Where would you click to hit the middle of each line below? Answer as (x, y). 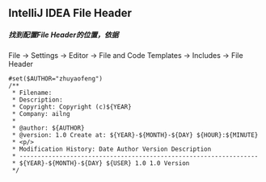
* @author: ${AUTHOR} (48, 128)
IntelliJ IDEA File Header (70, 13)
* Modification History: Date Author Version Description (112, 149)
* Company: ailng (41, 114)
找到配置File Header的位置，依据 (63, 35)
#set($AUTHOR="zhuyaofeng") (56, 79)
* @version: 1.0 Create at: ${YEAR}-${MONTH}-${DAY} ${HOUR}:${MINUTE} (135, 135)
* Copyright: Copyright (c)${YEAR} (72, 107)
